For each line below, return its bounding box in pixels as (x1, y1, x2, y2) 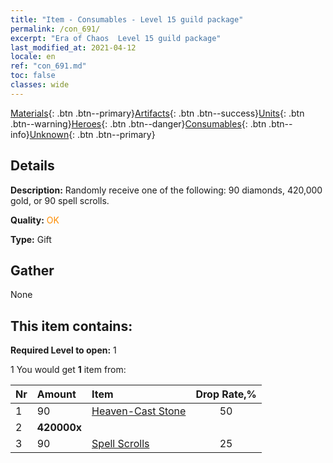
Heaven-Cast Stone (91, 404, 187, 418)
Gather (10, 262, 55, 279)
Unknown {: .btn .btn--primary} (29, 128, 156, 140)
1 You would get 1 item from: (10, 364, 127, 376)
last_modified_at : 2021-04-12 (10, 42, 137, 53)
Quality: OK (10, 214, 60, 226)
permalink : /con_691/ (10, 24, 101, 34)
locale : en (10, 52, 56, 62)
